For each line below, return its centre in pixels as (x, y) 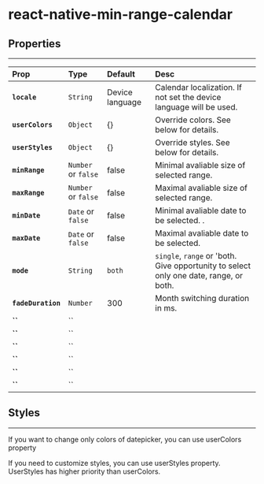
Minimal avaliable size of (200, 165)
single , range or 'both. (196, 256)
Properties (35, 44)
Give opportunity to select (203, 266)
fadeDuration (37, 303)
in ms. (166, 308)
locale (24, 97)
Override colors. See (193, 120)
